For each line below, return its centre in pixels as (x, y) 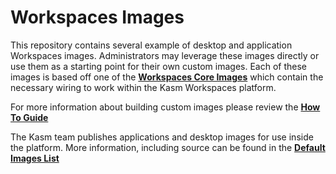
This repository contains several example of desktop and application (151, 45)
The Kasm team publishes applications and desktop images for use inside (162, 137)
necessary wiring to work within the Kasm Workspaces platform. (143, 87)
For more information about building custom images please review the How (165, 107)
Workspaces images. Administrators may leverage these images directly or (165, 55)
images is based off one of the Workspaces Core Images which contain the (167, 77)
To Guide (29, 117)
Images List (35, 158)
